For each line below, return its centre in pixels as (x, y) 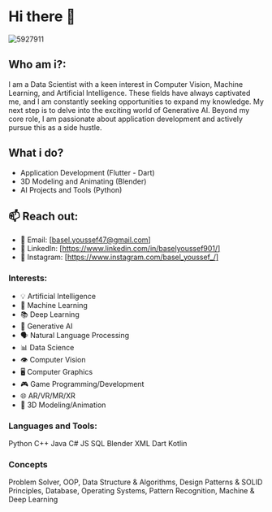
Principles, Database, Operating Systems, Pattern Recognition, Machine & (132, 491)
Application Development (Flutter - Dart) (88, 172)
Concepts (28, 464)
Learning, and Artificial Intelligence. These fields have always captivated (130, 93)
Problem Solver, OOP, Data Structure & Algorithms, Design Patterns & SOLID (136, 482)
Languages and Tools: (53, 426)
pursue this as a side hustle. (56, 127)
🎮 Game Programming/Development (82, 384)
